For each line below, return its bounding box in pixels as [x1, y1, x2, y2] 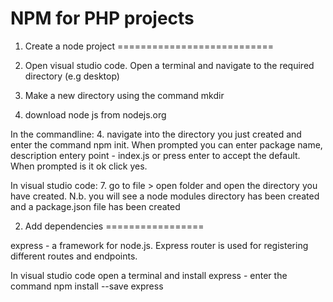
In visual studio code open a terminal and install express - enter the [10, 269, 288, 281]
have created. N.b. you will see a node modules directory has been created [10, 190, 320, 202]
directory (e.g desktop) [24, 70, 120, 82]
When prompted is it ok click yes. [10, 160, 148, 172]
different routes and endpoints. [10, 250, 138, 262]
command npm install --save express [10, 280, 164, 292]
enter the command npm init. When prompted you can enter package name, [10, 138, 323, 151]
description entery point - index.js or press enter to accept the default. [10, 149, 301, 161]
